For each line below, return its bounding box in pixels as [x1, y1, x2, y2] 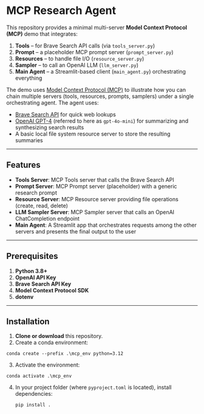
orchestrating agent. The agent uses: [6, 98, 99, 106]
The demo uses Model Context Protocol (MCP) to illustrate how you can [6, 86, 186, 93]
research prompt [15, 189, 58, 196]
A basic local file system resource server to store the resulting [15, 130, 171, 137]
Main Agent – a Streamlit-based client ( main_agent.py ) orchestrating [15, 67, 186, 75]
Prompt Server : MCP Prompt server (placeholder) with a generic [15, 182, 177, 190]
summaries [15, 136, 44, 143]
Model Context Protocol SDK [15, 286, 89, 294]
